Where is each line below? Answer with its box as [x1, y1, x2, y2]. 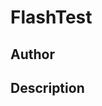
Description [10, 79, 85, 96]
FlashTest [10, 6, 93, 29]
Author [10, 46, 55, 63]
